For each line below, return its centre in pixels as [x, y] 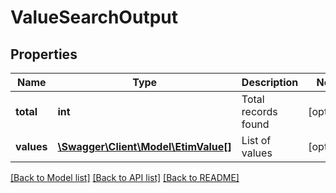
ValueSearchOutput [94, 17]
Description [270, 82]
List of [256, 140]
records [259, 111]
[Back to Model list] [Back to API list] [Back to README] [125, 177]
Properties [44, 54]
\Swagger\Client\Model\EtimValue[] [144, 146]
